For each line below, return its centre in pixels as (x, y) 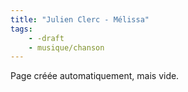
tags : (21, 29)
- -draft (46, 38)
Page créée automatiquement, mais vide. (95, 76)
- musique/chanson (66, 47)
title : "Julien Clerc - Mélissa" (80, 19)
